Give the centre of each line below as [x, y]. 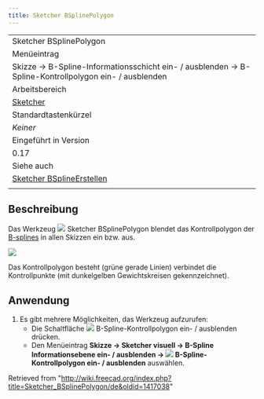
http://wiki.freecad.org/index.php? [116, 379]
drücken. [46, 337]
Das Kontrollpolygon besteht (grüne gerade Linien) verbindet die [112, 267]
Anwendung [39, 300]
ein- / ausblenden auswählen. [136, 363]
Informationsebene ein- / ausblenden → [98, 355]
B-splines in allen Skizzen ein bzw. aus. [72, 237]
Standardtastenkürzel [52, 115]
